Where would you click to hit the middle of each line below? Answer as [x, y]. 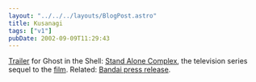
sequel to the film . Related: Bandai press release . [90, 70]
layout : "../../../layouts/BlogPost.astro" [83, 16]
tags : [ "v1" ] [30, 31]
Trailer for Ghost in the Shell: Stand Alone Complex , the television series [128, 61]
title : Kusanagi [36, 23]
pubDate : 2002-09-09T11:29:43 [59, 38]
